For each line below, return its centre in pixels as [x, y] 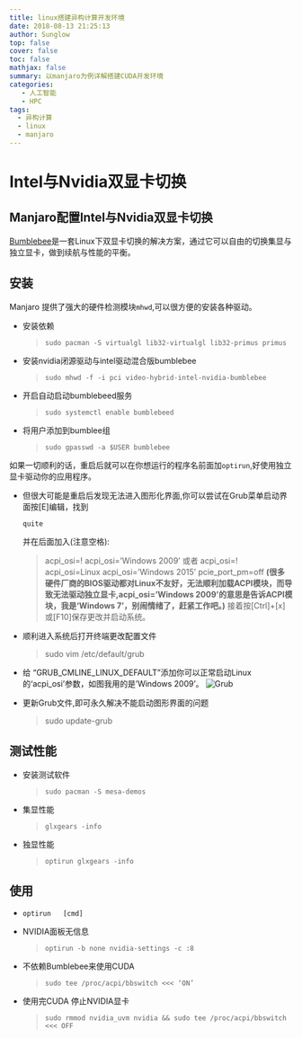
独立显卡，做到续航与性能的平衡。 [72, 252]
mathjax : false [38, 68]
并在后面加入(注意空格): [66, 541]
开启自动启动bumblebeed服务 [77, 395]
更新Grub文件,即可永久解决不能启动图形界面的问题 [115, 703]
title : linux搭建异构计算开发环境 [67, 18]
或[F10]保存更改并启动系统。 [98, 617]
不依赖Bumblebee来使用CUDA [78, 966]
